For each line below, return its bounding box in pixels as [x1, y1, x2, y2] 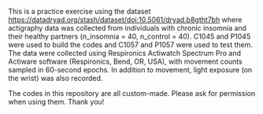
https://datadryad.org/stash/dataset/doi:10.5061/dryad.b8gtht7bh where [8, 15, 243, 24]
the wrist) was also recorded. [8, 74, 103, 83]
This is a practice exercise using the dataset [8, 7, 151, 16]
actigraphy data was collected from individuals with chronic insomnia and [8, 24, 246, 32]
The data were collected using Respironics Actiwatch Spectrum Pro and [8, 49, 242, 57]
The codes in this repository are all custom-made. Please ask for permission [8, 89, 256, 97]
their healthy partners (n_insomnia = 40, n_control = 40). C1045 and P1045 [8, 31, 251, 41]
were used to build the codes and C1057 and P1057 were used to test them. [8, 40, 254, 50]
